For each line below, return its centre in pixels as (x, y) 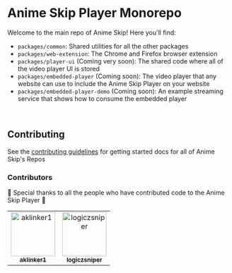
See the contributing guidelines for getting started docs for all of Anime (111, 151)
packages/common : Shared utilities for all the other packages (103, 46)
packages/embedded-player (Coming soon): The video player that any (117, 76)
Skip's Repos (27, 159)
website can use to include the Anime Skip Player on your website (114, 83)
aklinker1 (33, 260)
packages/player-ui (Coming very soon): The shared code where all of (121, 61)
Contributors (30, 177)
